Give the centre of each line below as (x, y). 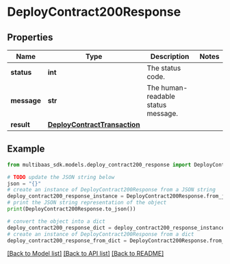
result (21, 124)
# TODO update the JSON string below (61, 177)
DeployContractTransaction (94, 124)
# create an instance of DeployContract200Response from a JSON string (111, 190)
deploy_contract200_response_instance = (66, 196)
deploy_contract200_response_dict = (59, 228)
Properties (30, 37)
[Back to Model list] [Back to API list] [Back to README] (86, 254)
